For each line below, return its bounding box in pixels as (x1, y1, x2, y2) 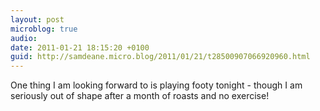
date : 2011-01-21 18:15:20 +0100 (10, 42, 150, 53)
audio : (10, 33, 38, 43)
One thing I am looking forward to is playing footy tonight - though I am (10, 79, 303, 91)
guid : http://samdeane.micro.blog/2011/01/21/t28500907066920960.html (10, 52, 311, 62)
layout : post (10, 14, 65, 25)
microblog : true (10, 24, 78, 34)
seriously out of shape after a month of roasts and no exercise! (10, 90, 270, 102)
